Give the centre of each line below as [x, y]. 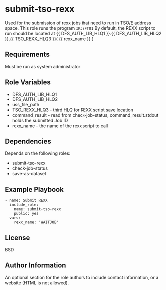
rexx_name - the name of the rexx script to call [60, 126]
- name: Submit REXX [27, 201]
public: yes [26, 214]
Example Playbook [34, 189]
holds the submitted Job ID [40, 120]
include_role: [24, 205]
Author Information [36, 265]
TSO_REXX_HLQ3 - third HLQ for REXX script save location [73, 110]
